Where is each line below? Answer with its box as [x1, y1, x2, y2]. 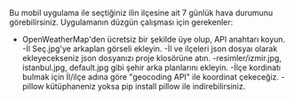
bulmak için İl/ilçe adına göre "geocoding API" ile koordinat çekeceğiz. [21, 72, 280, 82]
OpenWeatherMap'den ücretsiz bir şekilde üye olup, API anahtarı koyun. [21, 35, 286, 44]
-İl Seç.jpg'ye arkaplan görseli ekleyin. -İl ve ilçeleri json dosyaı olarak [21, 43, 278, 54]
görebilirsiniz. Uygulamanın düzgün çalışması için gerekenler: [9, 17, 234, 27]
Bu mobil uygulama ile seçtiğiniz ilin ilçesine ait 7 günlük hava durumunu [9, 8, 274, 18]
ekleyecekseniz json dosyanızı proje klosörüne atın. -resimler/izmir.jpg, [21, 53, 282, 63]
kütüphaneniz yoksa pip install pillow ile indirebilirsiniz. [45, 81, 246, 91]
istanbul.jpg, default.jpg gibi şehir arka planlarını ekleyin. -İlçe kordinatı [21, 62, 282, 73]
